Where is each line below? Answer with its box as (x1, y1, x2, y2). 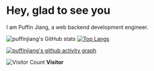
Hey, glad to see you (6, 4, 111, 17)
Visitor (46, 58, 64, 66)
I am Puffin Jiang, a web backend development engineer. (6, 23, 149, 31)
